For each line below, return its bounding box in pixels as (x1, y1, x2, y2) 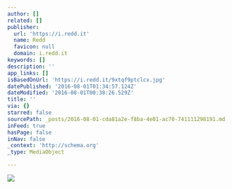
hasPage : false (7, 129, 52, 136)
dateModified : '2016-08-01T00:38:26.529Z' (7, 89, 134, 96)
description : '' (7, 63, 55, 70)
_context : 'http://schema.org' (7, 142, 99, 149)
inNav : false (7, 135, 46, 142)
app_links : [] (7, 69, 49, 76)
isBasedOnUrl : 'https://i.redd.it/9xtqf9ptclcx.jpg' (7, 76, 166, 84)
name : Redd (13, 37, 46, 44)
